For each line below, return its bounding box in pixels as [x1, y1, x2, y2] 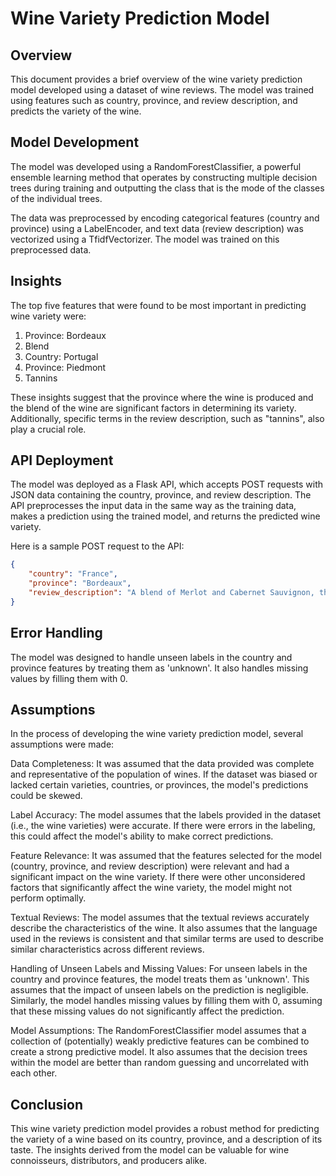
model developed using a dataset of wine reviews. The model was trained [10, 84, 315, 96]
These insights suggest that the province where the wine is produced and [10, 391, 314, 403]
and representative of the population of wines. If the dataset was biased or [10, 768, 318, 781]
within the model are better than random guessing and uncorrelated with [10, 1057, 309, 1069]
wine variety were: [10, 310, 87, 322]
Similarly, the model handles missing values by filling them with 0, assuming [10, 995, 323, 1007]
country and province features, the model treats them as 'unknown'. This [10, 973, 310, 986]
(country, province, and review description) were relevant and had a [10, 860, 290, 872]
